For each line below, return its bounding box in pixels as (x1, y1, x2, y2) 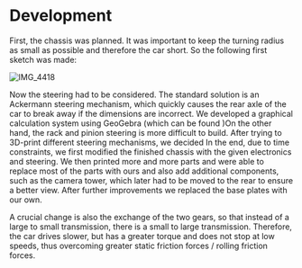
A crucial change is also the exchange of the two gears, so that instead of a (9, 211, 290, 222)
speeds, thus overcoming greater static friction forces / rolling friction (9, 240, 269, 251)
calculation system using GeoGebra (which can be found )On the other (9, 118, 272, 129)
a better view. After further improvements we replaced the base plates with (9, 184, 288, 195)
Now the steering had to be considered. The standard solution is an (9, 89, 260, 100)
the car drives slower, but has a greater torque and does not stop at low (9, 230, 275, 241)
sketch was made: (9, 54, 78, 65)
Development (9, 5, 113, 26)
